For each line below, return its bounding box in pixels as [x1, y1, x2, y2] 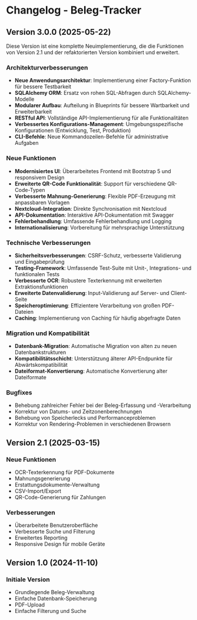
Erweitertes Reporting [14, 534, 68, 542]
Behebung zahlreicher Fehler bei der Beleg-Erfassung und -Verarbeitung [14, 402, 191, 409]
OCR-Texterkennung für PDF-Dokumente [14, 469, 115, 476]
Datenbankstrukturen [14, 349, 66, 356]
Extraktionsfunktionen [14, 283, 69, 290]
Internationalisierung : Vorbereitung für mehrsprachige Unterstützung [14, 224, 185, 231]
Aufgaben [14, 140, 39, 147]
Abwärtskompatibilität [14, 362, 68, 369]
